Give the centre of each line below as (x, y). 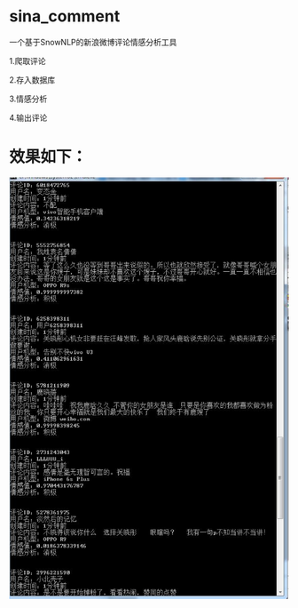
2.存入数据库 (32, 80)
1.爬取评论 (27, 60)
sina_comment (65, 16)
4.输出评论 (28, 117)
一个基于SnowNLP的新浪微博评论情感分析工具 (93, 42)
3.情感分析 (28, 99)
